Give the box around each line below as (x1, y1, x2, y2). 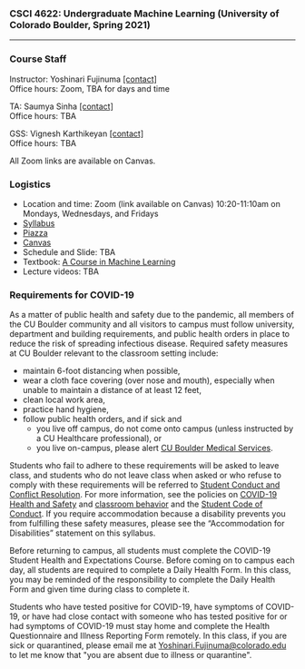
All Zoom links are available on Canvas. (9, 155, 156, 166)
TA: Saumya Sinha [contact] (9, 101, 113, 112)
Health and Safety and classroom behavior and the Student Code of (9, 498, 263, 510)
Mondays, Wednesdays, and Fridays (22, 208, 159, 219)
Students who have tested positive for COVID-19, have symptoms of (9, 602, 264, 613)
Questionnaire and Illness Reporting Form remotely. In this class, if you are (9, 630, 288, 642)
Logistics (9, 178, 52, 191)
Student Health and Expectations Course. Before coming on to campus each (9, 555, 295, 566)
